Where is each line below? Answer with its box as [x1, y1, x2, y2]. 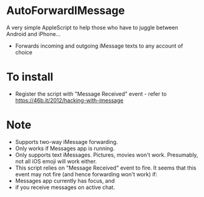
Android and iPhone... [6, 30, 61, 37]
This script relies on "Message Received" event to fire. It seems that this [15, 164, 197, 171]
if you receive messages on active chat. [15, 184, 115, 191]
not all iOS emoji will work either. [15, 157, 97, 165]
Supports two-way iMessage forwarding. [15, 138, 118, 145]
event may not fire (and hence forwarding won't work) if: [15, 170, 158, 177]
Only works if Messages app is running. [15, 145, 115, 152]
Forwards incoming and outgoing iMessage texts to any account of [15, 42, 183, 49]
